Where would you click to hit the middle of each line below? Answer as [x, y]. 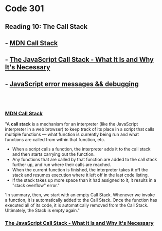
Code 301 [25, 9]
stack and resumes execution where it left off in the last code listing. [81, 175]
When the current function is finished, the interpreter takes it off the [80, 170]
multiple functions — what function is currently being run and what [72, 134]
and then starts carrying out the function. [53, 154]
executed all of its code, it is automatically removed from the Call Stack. [77, 205]
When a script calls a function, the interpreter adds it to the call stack [81, 149]
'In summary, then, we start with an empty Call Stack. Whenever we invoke [80, 195]
